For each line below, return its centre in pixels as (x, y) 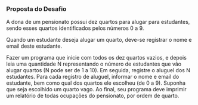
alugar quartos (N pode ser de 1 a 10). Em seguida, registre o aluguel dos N (98, 70)
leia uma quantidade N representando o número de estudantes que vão (94, 64)
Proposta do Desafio (36, 9)
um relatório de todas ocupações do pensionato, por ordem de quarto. (93, 96)
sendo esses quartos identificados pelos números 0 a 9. (75, 28)
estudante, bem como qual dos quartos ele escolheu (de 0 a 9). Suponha (96, 83)
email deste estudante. (34, 46)
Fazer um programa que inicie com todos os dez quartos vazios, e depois (96, 58)
